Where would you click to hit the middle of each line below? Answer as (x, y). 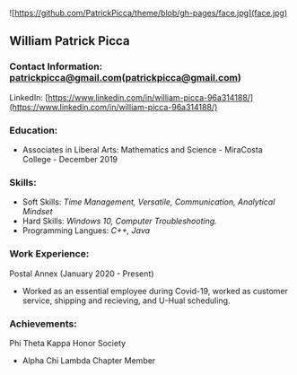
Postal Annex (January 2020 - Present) (82, 274)
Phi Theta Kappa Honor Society (68, 343)
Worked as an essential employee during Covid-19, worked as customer (155, 291)
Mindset (37, 212)
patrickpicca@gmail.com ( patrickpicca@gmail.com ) (126, 78)
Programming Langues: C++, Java (86, 231)
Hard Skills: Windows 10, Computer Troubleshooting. (119, 221)
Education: (34, 130)
